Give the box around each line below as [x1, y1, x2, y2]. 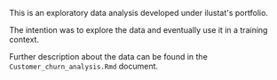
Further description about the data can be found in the [9, 52, 209, 61]
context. [9, 35, 40, 44]
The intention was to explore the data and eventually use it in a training [9, 25, 268, 35]
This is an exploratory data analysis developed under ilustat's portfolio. [9, 8, 269, 18]
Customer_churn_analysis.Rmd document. [9, 61, 158, 71]
